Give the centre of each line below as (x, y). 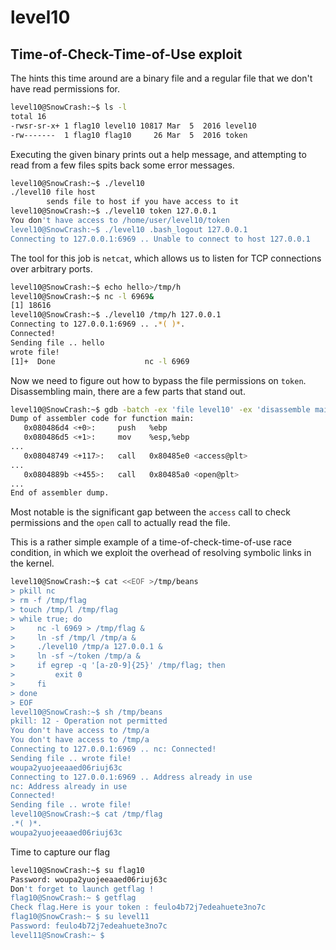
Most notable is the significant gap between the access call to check (150, 512)
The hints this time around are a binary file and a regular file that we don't (161, 78)
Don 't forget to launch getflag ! (82, 889)
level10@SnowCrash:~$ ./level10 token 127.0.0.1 (113, 211)
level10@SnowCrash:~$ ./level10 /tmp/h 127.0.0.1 (116, 315)
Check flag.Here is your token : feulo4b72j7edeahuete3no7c (138, 907)
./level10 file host (53, 192)
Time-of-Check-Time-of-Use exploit (126, 54)
